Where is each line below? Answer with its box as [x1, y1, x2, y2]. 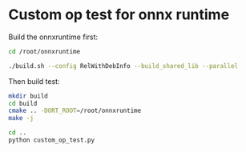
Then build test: [8, 76, 60, 86]
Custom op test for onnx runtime [8, 6, 230, 24]
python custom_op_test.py [8, 136, 95, 145]
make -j [8, 114, 34, 122]
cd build [8, 99, 38, 107]
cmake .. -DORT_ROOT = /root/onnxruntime [8, 106, 142, 115]
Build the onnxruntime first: [8, 32, 99, 42]
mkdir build [8, 92, 48, 100]
